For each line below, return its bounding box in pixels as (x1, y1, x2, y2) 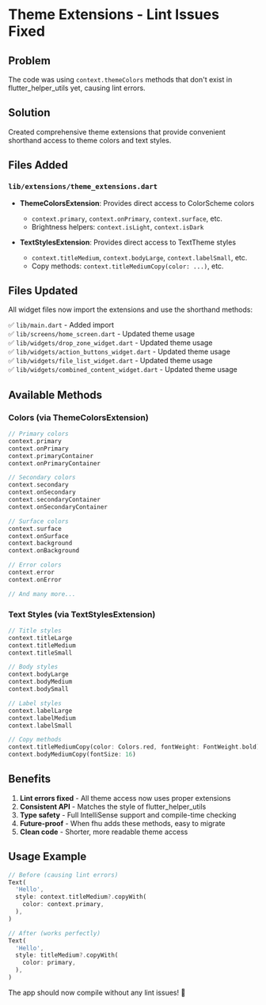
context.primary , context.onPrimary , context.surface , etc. (31, 214, 223, 223)
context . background (8, 540, 73, 548)
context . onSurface (8, 532, 69, 540)
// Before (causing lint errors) (8, 870, 119, 879)
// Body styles (8, 663, 59, 671)
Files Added (8, 158, 69, 172)
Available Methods (8, 388, 103, 401)
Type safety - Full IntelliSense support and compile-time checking (19, 810, 237, 820)
